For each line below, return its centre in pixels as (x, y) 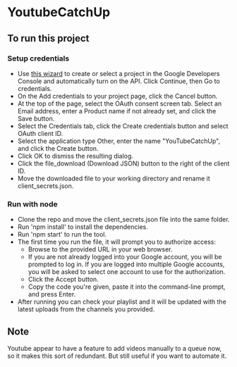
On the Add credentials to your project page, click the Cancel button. (117, 96)
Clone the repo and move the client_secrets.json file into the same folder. (123, 220)
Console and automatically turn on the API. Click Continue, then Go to (119, 81)
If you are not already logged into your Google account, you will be (125, 257)
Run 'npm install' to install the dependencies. (83, 227)
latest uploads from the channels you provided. (86, 309)
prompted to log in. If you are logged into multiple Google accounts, (126, 264)
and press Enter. (52, 294)
